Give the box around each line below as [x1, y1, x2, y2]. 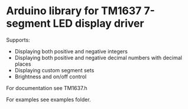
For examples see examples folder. [6, 96, 91, 103]
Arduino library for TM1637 [6, 4, 142, 18]
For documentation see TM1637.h [6, 84, 87, 91]
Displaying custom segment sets [14, 66, 95, 73]
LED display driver [53, 17, 144, 30]
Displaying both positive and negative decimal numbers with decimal [14, 54, 182, 61]
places [14, 60, 31, 68]
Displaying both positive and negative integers [14, 47, 128, 54]
